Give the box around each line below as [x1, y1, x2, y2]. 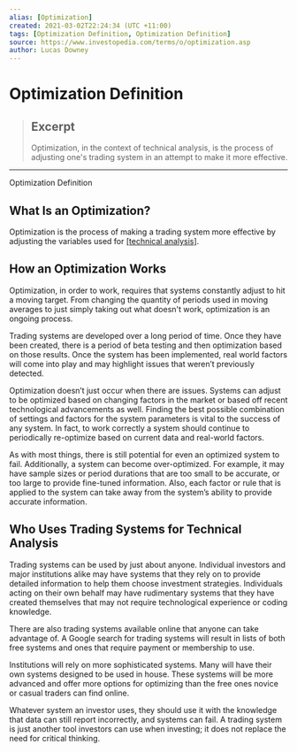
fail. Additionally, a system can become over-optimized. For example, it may [9, 458, 285, 469]
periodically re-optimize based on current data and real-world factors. [9, 432, 265, 442]
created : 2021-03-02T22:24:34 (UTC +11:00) [9, 21, 172, 30]
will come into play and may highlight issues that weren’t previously [9, 358, 255, 369]
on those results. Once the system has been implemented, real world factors [9, 349, 288, 359]
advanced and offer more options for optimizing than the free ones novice [9, 678, 278, 688]
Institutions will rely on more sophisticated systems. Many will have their [9, 659, 272, 670]
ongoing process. [9, 313, 73, 324]
